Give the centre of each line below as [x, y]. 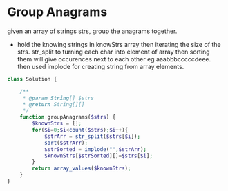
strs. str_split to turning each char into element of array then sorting [113, 52]
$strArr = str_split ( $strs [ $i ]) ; [92, 136]
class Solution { [32, 79]
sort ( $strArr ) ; [66, 143]
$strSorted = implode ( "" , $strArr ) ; [95, 149]
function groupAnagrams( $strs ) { [68, 117]
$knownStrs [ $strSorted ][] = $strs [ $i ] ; [98, 156]
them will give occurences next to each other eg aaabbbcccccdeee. [114, 59]
